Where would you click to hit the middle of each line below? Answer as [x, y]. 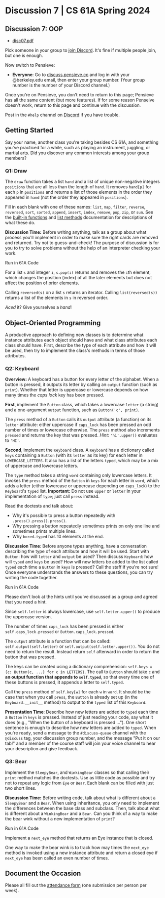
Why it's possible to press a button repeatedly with [64, 515]
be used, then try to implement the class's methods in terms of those [75, 350]
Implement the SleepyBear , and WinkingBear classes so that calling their [77, 772]
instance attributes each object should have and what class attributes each [81, 340]
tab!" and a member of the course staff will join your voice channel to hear [81, 743]
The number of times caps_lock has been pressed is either [65, 626]
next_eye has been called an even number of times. [57, 858]
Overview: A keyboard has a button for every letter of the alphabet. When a [82, 379]
